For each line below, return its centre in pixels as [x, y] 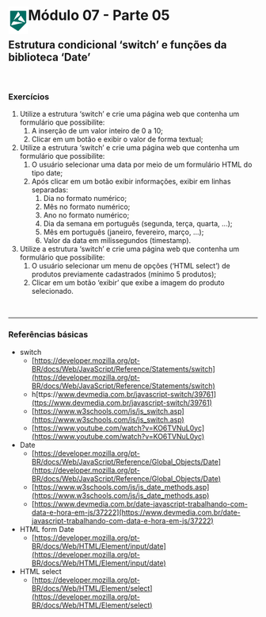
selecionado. [52, 291]
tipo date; [47, 173]
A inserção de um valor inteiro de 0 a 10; [97, 131]
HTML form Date [47, 529]
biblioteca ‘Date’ [49, 57]
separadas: [50, 190]
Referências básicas [48, 334]
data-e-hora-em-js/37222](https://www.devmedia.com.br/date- [136, 512]
